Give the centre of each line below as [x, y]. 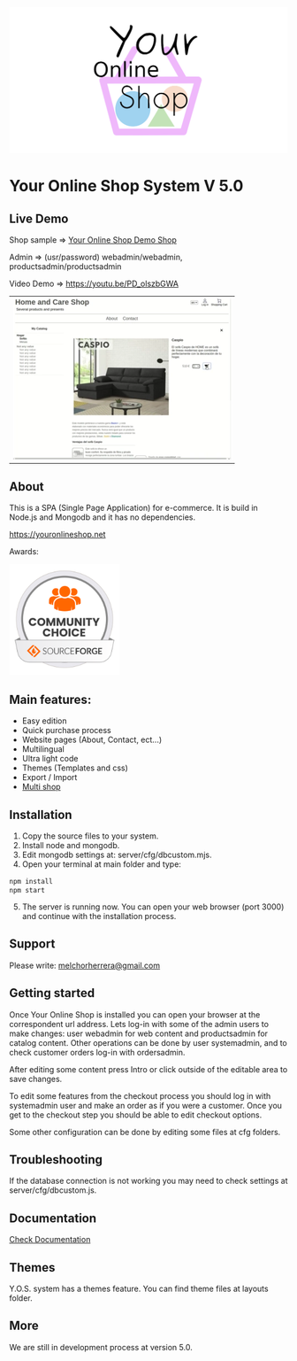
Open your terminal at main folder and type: [101, 864]
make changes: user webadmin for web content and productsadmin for [138, 1033]
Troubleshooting [56, 1160]
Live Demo [39, 218]
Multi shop [41, 787]
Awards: [24, 552]
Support [32, 944]
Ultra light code [50, 759]
